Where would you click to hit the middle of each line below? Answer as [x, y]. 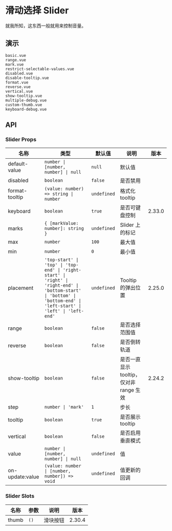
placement [21, 288]
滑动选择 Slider [37, 10]
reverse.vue [18, 87]
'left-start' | [63, 306]
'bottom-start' [63, 291]
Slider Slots [20, 496]
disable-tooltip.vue [27, 78]
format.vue [17, 82]
